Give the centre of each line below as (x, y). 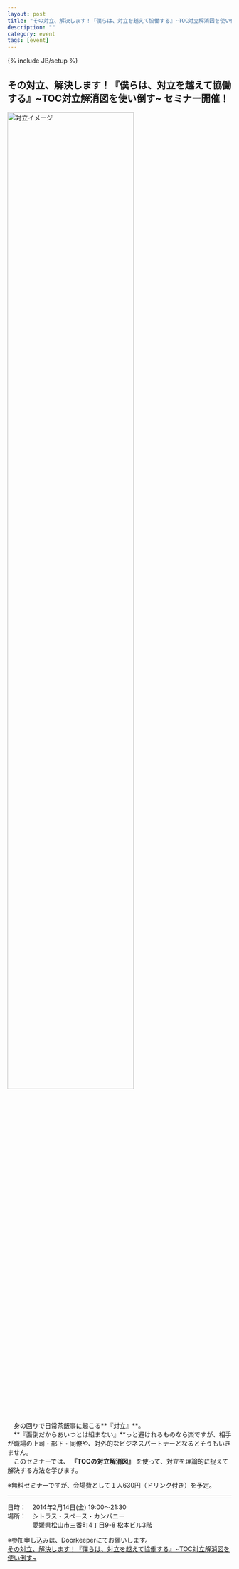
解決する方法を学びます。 (44, 1470)
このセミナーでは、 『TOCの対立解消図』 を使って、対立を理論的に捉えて (121, 1461)
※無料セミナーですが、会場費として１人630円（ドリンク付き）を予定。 (111, 1485)
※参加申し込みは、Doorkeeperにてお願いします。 (79, 1540)
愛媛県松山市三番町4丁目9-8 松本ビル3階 (92, 1525)
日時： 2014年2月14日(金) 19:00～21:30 (67, 1507)
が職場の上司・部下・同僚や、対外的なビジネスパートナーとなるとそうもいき (119, 1443)
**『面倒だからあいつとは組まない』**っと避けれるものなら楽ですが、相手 (122, 1434)
